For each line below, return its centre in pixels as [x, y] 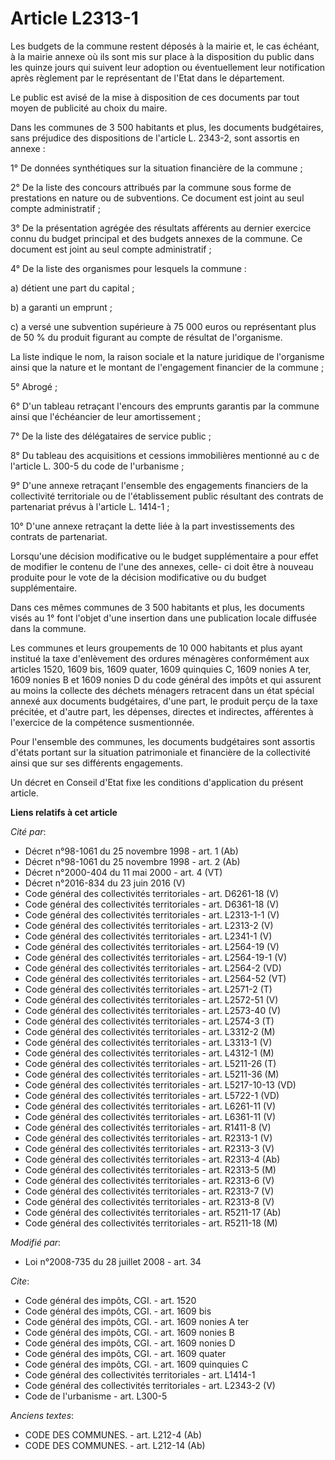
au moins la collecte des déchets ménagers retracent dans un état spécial [162, 690]
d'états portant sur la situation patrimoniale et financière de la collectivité [160, 752]
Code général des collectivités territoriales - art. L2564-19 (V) [152, 946]
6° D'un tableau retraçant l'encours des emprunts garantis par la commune [165, 406]
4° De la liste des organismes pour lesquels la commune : [128, 268]
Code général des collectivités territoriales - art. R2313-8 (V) [149, 1201]
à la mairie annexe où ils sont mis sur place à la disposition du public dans [162, 56]
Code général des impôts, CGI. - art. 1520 [110, 1300]
